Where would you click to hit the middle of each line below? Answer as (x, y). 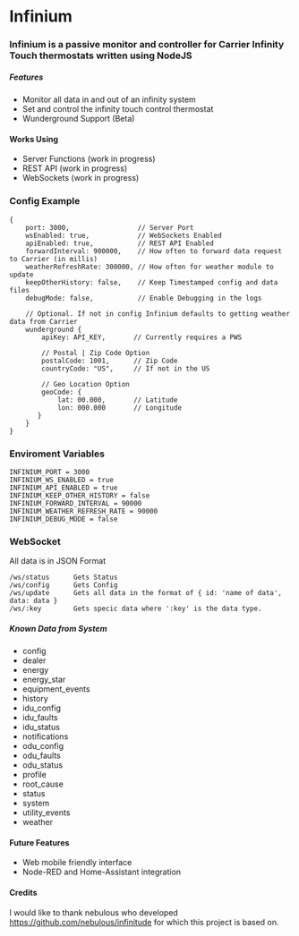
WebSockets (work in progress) (81, 178)
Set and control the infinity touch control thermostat (118, 109)
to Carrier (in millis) (54, 259)
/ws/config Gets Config (64, 585)
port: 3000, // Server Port (110, 227)
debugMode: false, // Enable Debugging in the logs (144, 298)
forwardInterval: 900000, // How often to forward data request (154, 251)
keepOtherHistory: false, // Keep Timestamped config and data (152, 282)
